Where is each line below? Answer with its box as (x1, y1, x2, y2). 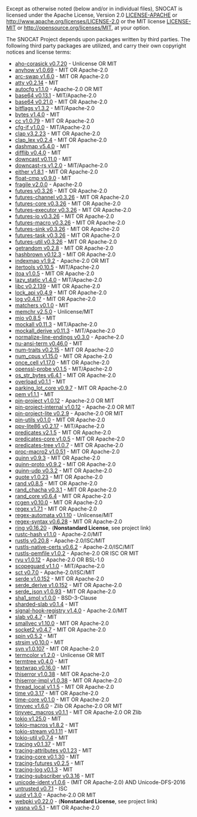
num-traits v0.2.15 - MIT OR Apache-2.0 (14, 347, 114, 353)
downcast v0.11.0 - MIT (14, 156, 72, 162)
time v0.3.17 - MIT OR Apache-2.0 (14, 690, 99, 697)
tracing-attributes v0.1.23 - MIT (14, 747, 92, 754)
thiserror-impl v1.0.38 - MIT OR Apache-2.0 (14, 677, 122, 684)
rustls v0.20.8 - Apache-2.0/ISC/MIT (14, 537, 106, 544)
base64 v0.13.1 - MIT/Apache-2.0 (14, 92, 97, 99)
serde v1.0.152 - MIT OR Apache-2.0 (14, 575, 105, 582)
